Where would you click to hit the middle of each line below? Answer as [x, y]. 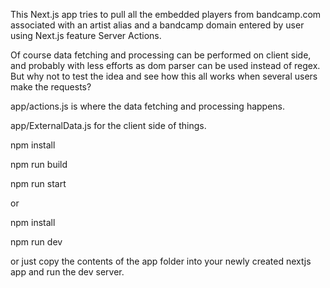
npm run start [38, 183]
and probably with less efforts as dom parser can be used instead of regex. [165, 65]
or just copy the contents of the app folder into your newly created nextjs [161, 261]
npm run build [39, 164]
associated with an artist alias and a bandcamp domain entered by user [157, 25]
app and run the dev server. [67, 272]
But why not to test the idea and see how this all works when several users [164, 76]
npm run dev [36, 242]
